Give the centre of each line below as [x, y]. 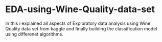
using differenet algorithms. [34, 34]
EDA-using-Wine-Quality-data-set [80, 9]
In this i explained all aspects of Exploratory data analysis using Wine [78, 23]
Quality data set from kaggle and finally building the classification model [81, 28]
